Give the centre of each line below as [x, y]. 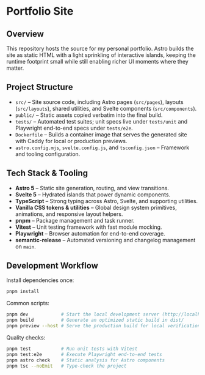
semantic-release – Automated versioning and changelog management [105, 240]
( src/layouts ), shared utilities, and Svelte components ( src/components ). [106, 108]
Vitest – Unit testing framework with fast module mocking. [88, 227]
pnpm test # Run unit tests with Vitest [72, 349]
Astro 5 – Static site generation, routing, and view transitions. [92, 188]
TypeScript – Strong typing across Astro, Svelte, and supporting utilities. [106, 201]
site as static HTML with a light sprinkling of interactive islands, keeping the [101, 55]
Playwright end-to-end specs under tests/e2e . [74, 128]
